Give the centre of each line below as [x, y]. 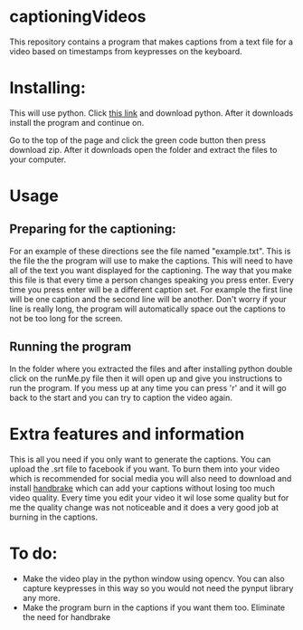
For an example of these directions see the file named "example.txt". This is [150, 251]
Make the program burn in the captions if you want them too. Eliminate [154, 607]
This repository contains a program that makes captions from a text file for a [151, 42]
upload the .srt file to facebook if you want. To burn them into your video [145, 469]
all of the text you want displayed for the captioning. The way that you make [151, 270]
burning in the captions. [53, 517]
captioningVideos [78, 17]
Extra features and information [127, 434]
